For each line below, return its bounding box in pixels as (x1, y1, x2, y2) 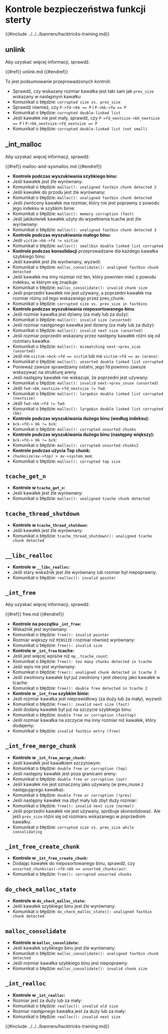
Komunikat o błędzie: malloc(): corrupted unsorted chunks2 (12, 442, 139, 448)
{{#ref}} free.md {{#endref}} (5, 611, 64, 617)
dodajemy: (12, 722, 35, 728)
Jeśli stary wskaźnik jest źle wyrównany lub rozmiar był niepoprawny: (12, 569, 157, 575)
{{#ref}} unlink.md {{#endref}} (5, 68, 68, 75)
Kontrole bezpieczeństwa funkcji (5, 4, 146, 15)
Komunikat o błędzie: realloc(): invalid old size (12, 1003, 118, 1009)
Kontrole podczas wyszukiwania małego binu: (12, 232, 111, 238)
